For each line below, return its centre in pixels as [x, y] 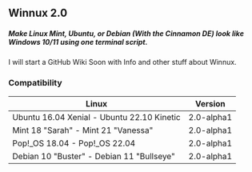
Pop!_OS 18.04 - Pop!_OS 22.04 [74, 143]
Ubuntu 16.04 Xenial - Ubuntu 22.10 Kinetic [97, 117]
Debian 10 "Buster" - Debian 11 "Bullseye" [94, 156]
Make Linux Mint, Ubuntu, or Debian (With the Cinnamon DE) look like [126, 33]
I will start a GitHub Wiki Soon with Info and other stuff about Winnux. [123, 62]
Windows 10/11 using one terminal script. [78, 42]
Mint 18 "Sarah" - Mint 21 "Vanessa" [83, 130]
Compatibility [35, 83]
